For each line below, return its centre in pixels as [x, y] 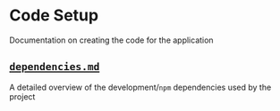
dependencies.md [55, 67]
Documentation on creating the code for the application [111, 40]
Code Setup [54, 16]
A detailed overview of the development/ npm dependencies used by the [140, 87]
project [22, 96]
